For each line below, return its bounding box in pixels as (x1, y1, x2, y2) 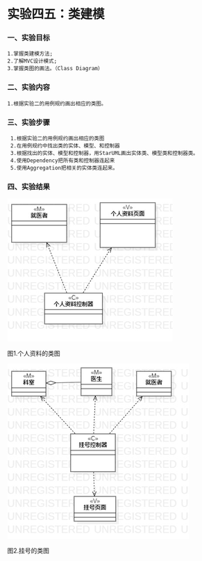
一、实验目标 (7, 33, 51, 42)
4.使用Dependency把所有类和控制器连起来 (10, 157, 115, 164)
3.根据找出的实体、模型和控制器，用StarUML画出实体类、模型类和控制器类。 (10, 150, 199, 157)
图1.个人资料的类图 (7, 349, 60, 358)
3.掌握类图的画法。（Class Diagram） (7, 65, 103, 72)
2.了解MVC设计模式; (7, 58, 58, 65)
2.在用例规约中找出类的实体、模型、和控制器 (10, 143, 120, 149)
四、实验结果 (7, 182, 51, 191)
